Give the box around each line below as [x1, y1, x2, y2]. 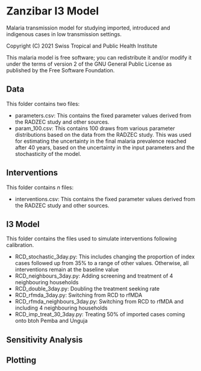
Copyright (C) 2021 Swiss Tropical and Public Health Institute [6, 42, 158, 49]
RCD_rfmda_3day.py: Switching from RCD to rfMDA [14, 291, 143, 299]
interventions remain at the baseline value [14, 266, 119, 273]
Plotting [6, 355, 37, 366]
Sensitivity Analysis [6, 334, 83, 344]
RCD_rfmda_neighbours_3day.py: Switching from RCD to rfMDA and [14, 298, 184, 305]
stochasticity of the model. [14, 150, 81, 157]
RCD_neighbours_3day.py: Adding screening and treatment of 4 [14, 272, 173, 279]
